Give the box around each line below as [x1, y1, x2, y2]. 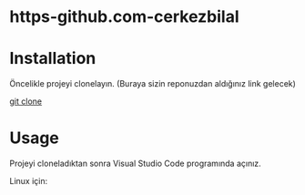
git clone [9, 96, 43, 107]
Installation [9, 48, 97, 69]
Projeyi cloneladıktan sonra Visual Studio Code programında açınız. [9, 158, 261, 169]
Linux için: [9, 176, 48, 187]
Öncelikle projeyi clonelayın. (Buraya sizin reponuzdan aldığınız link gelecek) [9, 78, 296, 89]
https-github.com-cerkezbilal [9, 6, 239, 27]
